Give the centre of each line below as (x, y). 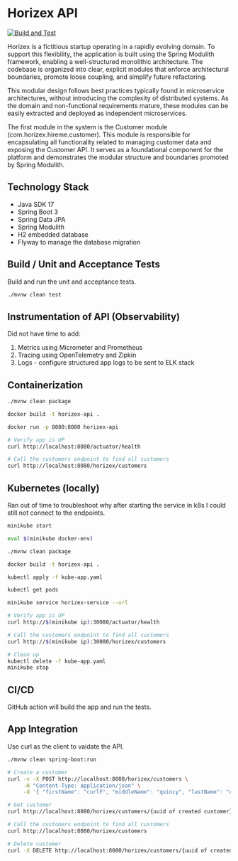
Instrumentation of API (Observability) (94, 317)
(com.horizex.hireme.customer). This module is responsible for (99, 134)
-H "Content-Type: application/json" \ (82, 786)
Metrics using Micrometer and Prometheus (80, 348)
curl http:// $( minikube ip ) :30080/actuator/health (84, 622)
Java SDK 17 (36, 204)
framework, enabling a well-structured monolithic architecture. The (105, 61)
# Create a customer (38, 772)
